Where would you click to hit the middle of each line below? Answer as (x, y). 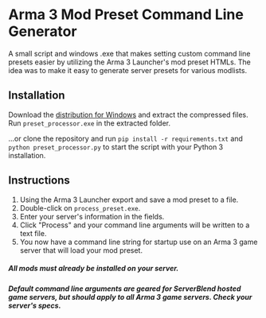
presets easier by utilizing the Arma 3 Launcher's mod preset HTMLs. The (129, 62)
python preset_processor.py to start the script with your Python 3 (116, 147)
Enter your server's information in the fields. (92, 216)
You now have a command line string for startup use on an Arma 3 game (139, 242)
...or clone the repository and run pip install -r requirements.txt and (125, 138)
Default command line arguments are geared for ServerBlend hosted (125, 289)
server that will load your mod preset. (81, 250)
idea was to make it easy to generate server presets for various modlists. (128, 70)
